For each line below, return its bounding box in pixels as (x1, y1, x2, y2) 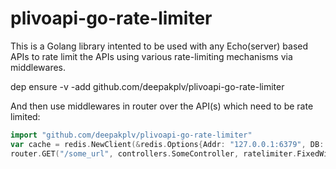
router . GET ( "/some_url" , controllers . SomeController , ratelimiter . (10, 148, 298, 159)
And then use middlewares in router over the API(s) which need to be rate (10, 100, 314, 112)
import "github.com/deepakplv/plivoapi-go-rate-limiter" (10, 130, 253, 140)
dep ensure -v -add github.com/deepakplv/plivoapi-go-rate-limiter (10, 80, 285, 92)
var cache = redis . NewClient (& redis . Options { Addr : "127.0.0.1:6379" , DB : (10, 139, 325, 149)
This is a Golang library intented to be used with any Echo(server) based (10, 40, 309, 52)
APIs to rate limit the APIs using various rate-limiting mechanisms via (10, 50, 293, 62)
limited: (10, 110, 41, 122)
